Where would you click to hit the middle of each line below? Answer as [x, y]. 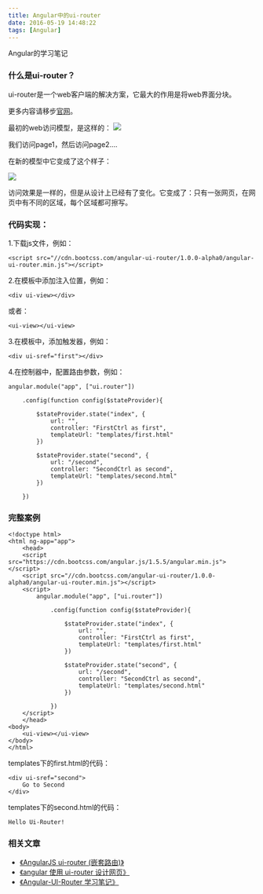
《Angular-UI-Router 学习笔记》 [69, 881]
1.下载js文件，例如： [41, 243]
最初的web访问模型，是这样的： [60, 127]
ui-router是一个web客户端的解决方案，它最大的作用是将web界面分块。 [122, 94]
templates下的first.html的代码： [59, 764]
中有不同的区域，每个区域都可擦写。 [73, 202]
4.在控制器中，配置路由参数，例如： [66, 372]
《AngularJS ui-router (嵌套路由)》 [71, 862]
